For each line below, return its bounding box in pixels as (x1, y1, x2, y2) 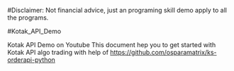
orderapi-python (7, 56, 55, 64)
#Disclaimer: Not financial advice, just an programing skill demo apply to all (7, 6, 227, 14)
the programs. (7, 13, 49, 22)
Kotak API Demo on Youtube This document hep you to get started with (7, 41, 216, 49)
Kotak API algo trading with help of (7, 49, 108, 56)
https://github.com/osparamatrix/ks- (109, 49, 217, 56)
